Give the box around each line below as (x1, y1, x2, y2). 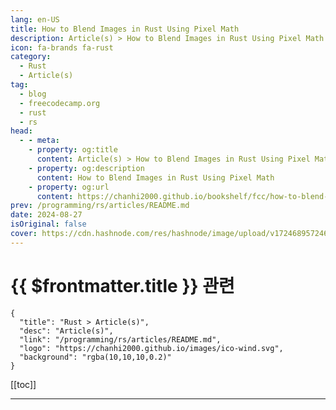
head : (10, 126, 33, 136)
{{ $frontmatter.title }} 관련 (10, 274, 235, 297)
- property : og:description (28, 163, 145, 173)
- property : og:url (28, 182, 110, 192)
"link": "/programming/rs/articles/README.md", (19, 334, 222, 345)
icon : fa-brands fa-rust (10, 42, 114, 53)
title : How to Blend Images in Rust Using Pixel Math (10, 24, 240, 34)
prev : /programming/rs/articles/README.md (10, 201, 190, 211)
